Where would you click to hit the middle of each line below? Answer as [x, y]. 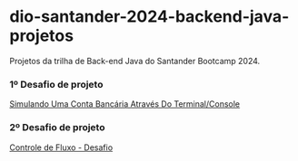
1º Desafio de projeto [56, 84]
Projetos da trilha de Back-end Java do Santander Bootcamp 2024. [135, 61]
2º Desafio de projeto [57, 128]
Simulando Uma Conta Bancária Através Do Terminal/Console [125, 104]
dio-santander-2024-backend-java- [149, 17]
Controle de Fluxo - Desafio [61, 147]
